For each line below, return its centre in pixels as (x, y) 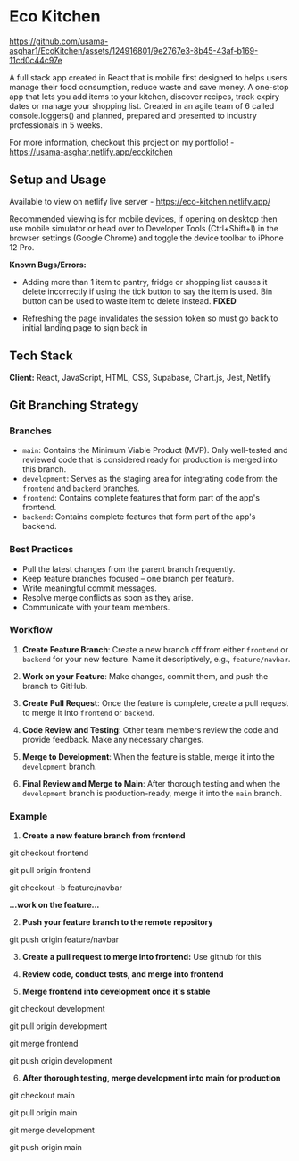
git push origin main (46, 1148)
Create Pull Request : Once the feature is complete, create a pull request (155, 702)
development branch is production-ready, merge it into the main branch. (152, 793)
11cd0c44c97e (36, 60)
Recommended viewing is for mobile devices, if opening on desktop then (143, 219)
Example (29, 816)
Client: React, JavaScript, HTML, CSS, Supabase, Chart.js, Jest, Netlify (140, 377)
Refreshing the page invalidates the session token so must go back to (150, 318)
